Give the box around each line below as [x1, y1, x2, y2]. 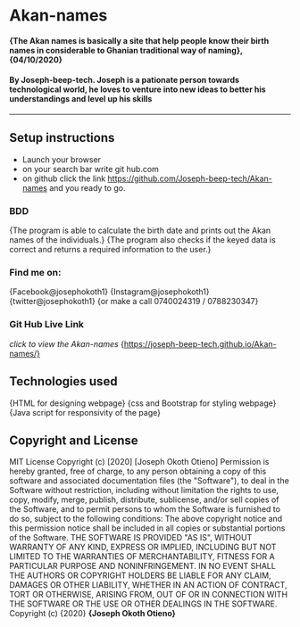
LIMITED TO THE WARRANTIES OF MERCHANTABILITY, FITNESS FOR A [9, 551, 275, 562]
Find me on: [9, 267, 62, 279]
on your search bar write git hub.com [21, 163, 159, 174]
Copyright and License [9, 433, 138, 448]
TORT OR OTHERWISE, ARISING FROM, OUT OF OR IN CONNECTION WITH [9, 590, 288, 600]
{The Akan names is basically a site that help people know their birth [9, 35, 270, 45]
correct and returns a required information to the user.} [9, 244, 212, 255]
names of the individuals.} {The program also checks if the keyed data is [9, 235, 277, 245]
